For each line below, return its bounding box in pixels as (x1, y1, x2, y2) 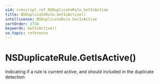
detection (5, 73, 25, 80)
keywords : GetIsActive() (5, 26, 57, 31)
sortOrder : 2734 (5, 21, 39, 26)
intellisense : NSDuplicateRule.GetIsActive (5, 16, 97, 21)
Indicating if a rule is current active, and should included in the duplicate (5, 68, 154, 74)
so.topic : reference (5, 30, 48, 35)
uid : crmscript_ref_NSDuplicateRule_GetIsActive (5, 7, 108, 12)
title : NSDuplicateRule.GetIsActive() (5, 12, 86, 17)
